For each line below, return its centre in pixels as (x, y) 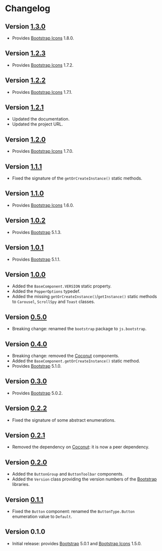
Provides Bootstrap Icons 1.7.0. (43, 151)
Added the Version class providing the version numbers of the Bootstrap (84, 479)
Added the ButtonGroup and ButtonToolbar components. (68, 474)
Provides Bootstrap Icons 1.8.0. (43, 38)
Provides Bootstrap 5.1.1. (36, 259)
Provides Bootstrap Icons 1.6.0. (43, 205)
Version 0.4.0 (26, 344)
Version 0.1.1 (24, 500)
